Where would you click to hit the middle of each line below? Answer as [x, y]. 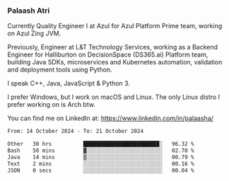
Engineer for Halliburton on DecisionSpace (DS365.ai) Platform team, [108, 54]
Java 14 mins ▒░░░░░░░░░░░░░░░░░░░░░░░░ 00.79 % [101, 157]
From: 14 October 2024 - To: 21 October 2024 [75, 132]
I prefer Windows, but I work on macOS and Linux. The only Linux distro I [114, 97]
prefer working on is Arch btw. [51, 105]
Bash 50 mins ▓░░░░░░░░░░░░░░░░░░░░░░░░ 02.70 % [101, 151]
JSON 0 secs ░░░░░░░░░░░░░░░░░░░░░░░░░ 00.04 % [101, 170]
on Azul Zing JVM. [34, 33]
